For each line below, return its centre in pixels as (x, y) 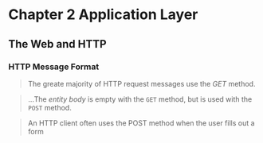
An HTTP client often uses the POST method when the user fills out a (141, 123)
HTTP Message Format (54, 67)
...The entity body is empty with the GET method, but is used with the (140, 99)
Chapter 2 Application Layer (103, 15)
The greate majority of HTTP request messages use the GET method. (141, 83)
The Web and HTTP (57, 44)
